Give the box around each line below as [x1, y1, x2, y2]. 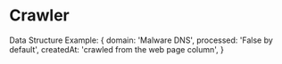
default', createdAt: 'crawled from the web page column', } [9, 44, 225, 54]
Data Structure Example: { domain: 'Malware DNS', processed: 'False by [9, 35, 274, 45]
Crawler [9, 5, 70, 26]
